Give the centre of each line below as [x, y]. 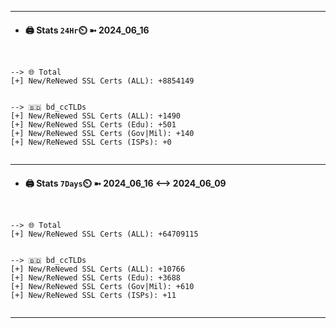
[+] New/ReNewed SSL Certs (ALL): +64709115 [104, 234]
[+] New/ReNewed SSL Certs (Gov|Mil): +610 [102, 287]
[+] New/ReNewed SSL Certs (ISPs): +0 [91, 142]
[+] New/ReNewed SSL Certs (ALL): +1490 [96, 116]
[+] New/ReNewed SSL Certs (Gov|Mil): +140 [102, 134]
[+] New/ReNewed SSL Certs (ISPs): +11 [93, 296]
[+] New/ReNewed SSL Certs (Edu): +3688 [96, 278]
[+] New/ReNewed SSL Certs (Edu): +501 [93, 125]
